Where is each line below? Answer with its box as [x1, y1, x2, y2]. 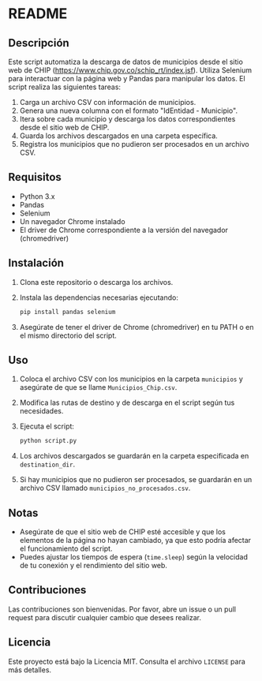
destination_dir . [19, 459, 76, 470]
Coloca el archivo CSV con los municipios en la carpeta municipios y [19, 374, 243, 384]
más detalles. [8, 664, 52, 675]
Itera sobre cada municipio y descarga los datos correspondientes [19, 114, 236, 123]
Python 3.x [19, 191, 55, 201]
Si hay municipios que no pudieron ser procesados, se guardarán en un [19, 475, 253, 485]
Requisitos [8, 170, 62, 184]
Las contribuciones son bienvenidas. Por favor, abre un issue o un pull [8, 604, 237, 614]
